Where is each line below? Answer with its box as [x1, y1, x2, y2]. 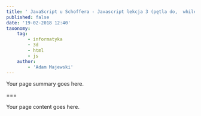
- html [28, 48, 44, 54]
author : [17, 58, 36, 64]
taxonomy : [6, 25, 31, 32]
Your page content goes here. [6, 104, 80, 111]
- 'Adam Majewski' [28, 64, 74, 70]
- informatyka [28, 36, 63, 42]
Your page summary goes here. [6, 80, 84, 87]
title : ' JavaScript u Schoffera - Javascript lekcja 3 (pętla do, [6, 8, 178, 15]
